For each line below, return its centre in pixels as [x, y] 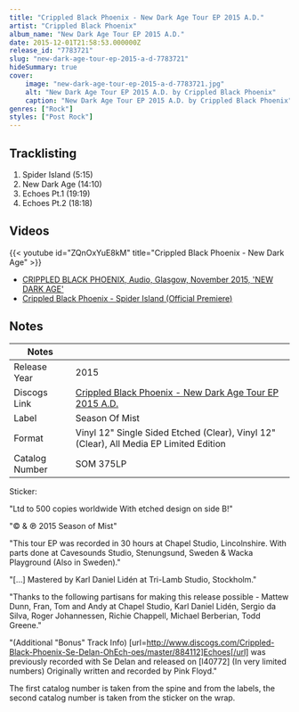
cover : [21, 76]
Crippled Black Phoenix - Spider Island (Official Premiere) [127, 298]
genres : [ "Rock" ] [41, 109]
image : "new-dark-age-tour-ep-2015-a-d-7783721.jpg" [125, 84]
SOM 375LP [101, 463]
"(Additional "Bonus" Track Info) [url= [78, 642]
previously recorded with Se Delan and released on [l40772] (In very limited [148, 661]
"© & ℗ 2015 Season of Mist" [63, 526]
